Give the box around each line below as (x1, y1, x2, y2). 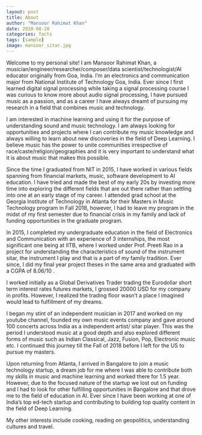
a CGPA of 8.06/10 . (6, 267, 55, 275)
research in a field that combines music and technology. (6, 104, 145, 111)
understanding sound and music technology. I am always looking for (6, 122, 176, 129)
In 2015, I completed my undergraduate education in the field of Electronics (6, 229, 193, 236)
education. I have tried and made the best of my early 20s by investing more (6, 179, 195, 186)
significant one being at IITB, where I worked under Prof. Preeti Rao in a (6, 241, 183, 249)
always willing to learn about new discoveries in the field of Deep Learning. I (6, 135, 195, 142)
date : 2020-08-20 (6, 25, 50, 32)
